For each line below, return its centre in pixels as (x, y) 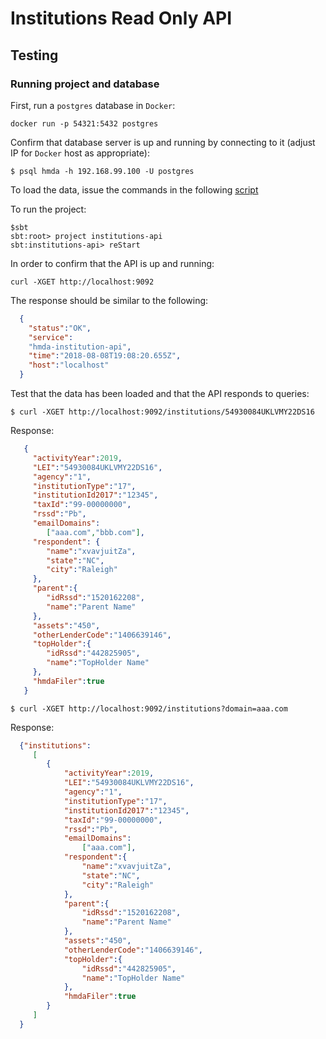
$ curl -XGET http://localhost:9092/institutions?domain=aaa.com (149, 708)
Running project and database (85, 84)
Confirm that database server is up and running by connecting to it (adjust (163, 142)
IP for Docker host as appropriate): (80, 153)
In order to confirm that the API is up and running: (112, 263)
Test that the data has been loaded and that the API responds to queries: (160, 393)
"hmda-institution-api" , (80, 347)
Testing (34, 55)
